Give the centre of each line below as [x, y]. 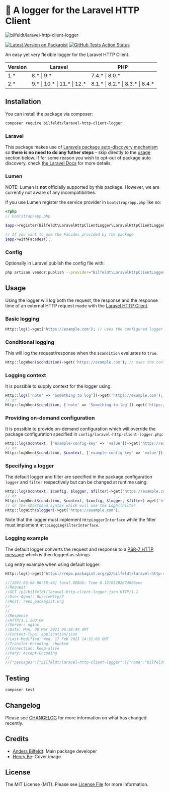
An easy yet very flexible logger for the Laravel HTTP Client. [67, 55]
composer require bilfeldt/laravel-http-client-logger [64, 123]
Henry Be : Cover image [37, 756]
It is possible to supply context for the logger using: [59, 386]
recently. [14, 723]
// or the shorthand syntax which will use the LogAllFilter [71, 505]
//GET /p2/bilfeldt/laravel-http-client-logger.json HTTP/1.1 [72, 592]
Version [17, 67]
